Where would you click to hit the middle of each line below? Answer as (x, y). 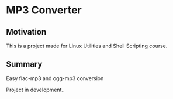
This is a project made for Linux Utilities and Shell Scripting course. (87, 46)
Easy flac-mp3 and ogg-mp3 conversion (55, 78)
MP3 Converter (44, 10)
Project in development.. (35, 90)
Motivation (26, 32)
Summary (24, 64)
